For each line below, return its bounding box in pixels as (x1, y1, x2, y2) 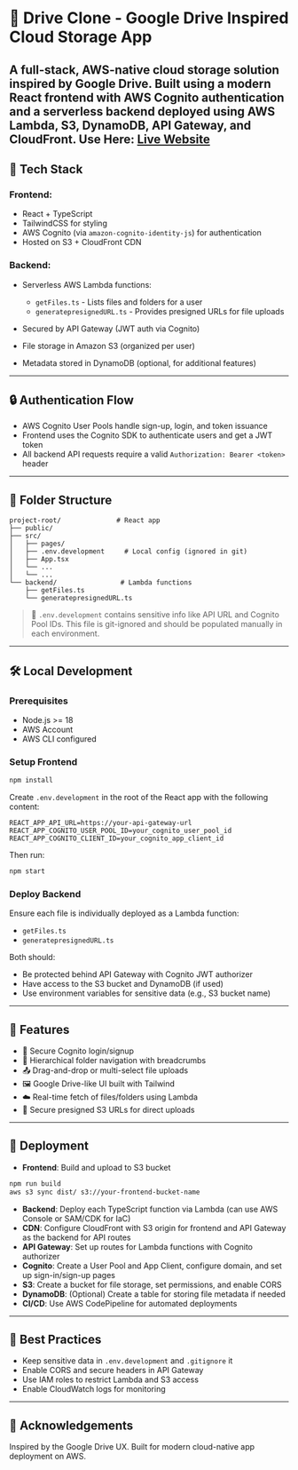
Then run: (9, 850, 45, 861)
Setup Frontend (9, 755, 78, 767)
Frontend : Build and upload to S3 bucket (21, 1162, 171, 1172)
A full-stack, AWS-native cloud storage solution (9, 62, 279, 77)
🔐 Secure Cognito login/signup (21, 1045, 135, 1056)
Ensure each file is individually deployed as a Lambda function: (9, 908, 239, 918)
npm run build (9, 1179, 62, 1188)
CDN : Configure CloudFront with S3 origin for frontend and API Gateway (21, 1222, 286, 1233)
